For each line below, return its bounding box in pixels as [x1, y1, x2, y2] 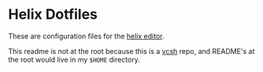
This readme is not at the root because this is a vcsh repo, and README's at [8, 46, 255, 56]
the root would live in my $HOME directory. [8, 55, 140, 64]
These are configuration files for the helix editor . [8, 31, 165, 41]
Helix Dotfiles [8, 5, 98, 23]
